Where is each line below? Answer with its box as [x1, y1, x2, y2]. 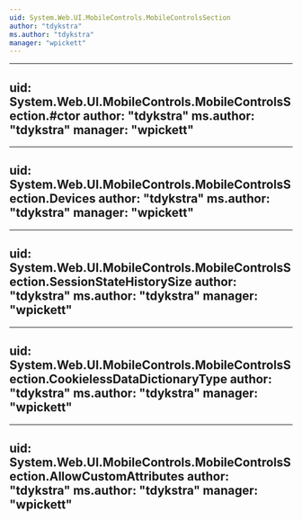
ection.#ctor [9, 108, 81, 123]
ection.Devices [9, 191, 96, 207]
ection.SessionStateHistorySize [9, 274, 192, 290]
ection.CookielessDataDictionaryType [9, 372, 227, 387]
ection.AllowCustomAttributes [9, 469, 185, 484]
